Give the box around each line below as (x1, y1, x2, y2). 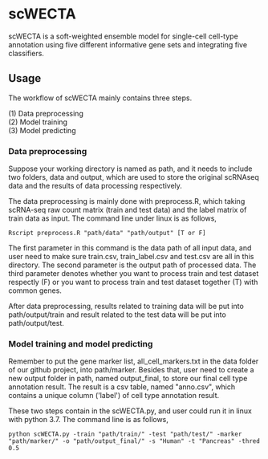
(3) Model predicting (8, 125, 76, 135)
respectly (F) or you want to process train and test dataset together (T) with (8, 278, 258, 287)
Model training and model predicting (8, 338, 153, 349)
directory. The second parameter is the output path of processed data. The (8, 260, 257, 270)
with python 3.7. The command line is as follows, (8, 415, 169, 424)
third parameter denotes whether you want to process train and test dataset (8, 269, 259, 278)
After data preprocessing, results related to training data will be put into (8, 302, 245, 311)
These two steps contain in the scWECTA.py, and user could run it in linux (8, 406, 253, 416)
